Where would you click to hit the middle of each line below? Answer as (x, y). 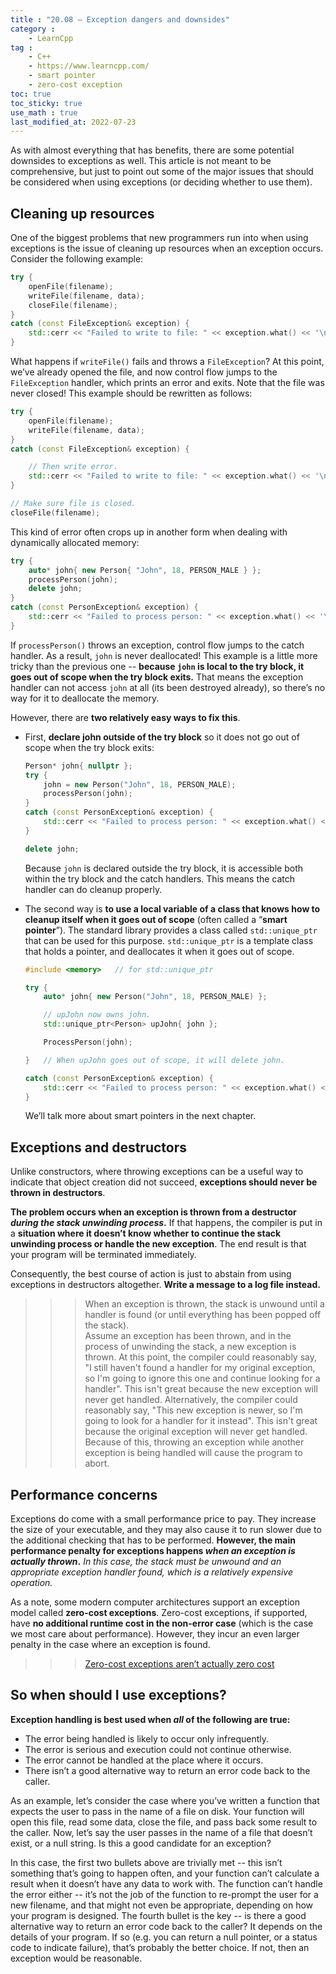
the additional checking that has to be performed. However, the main (153, 1540)
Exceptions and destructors (99, 1147)
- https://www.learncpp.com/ (89, 66)
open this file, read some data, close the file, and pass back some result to (164, 1822)
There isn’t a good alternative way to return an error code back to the (167, 1770)
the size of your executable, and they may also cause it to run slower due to (166, 1530)
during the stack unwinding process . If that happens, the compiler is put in (166, 1223)
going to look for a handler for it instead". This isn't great (201, 1421)
